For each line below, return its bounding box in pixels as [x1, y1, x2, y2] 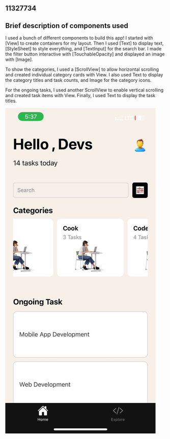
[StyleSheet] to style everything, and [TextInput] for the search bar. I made [5, 46, 162, 52]
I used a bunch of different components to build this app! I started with [5, 35, 153, 41]
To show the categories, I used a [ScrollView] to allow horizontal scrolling [5, 66, 159, 73]
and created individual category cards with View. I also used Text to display [5, 72, 163, 78]
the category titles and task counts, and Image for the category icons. [5, 77, 152, 83]
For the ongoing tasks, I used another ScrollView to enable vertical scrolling [5, 87, 164, 93]
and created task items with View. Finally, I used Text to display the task [5, 93, 156, 99]
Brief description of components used [5, 21, 129, 30]
